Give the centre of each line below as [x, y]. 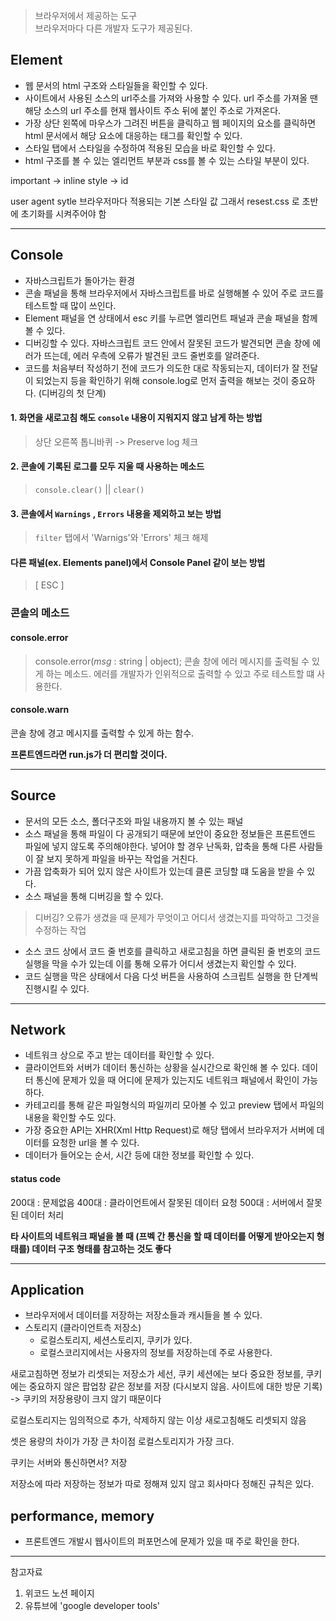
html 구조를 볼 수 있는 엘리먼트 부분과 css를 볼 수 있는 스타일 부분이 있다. [167, 160]
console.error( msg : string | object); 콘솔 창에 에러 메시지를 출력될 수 [172, 661]
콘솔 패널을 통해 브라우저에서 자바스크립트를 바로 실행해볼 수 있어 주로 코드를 [174, 293]
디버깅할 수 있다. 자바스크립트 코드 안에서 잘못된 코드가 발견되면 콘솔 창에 [167, 343]
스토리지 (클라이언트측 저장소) [83, 1328]
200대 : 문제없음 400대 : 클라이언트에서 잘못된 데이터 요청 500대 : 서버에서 [157, 1202]
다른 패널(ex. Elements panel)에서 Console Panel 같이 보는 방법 [138, 562]
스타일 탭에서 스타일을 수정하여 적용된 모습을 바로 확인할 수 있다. [150, 148]
